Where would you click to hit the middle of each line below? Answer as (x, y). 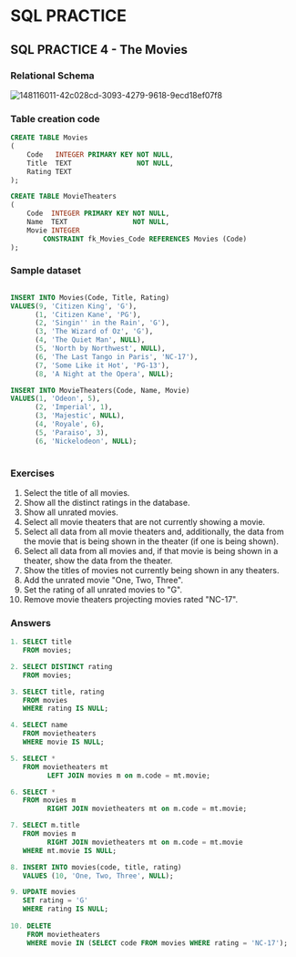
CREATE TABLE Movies (50, 138)
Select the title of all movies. (77, 492)
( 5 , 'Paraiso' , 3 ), (71, 432)
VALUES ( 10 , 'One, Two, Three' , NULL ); (98, 876)
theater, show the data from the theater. (98, 561)
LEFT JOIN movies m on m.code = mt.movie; (128, 776)
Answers (31, 623)
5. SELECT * (33, 758)
